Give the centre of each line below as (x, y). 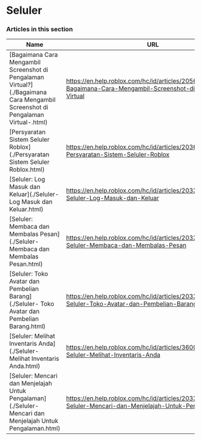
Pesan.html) (26, 264)
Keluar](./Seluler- (34, 194)
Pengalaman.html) (35, 429)
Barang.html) (28, 327)
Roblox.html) (27, 170)
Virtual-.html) (28, 122)
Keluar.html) (26, 209)
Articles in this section (39, 29)
